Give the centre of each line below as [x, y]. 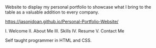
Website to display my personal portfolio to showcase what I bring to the [78, 7]
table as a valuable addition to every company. [52, 12]
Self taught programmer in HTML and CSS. [48, 40]
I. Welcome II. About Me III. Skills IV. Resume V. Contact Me [65, 31]
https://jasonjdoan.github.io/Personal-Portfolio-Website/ [62, 22]
